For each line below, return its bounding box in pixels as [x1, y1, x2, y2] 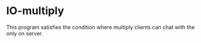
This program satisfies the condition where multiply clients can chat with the [6, 24, 195, 31]
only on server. [6, 29, 43, 37]
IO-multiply [6, 4, 64, 18]
